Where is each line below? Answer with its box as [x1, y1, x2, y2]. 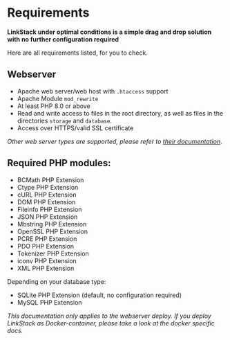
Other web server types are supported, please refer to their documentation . [7, 137, 222, 145]
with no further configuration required [7, 35, 119, 43]
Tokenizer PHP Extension [17, 249, 90, 258]
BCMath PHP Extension [17, 175, 84, 184]
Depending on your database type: [7, 277, 106, 285]
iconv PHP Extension [17, 256, 77, 265]
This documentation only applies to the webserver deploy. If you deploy [7, 312, 212, 320]
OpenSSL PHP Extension [17, 227, 88, 235]
